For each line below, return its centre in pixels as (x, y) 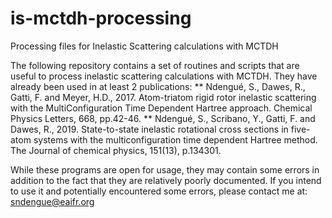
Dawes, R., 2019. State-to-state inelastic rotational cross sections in (149, 129)
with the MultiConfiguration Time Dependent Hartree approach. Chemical (161, 108)
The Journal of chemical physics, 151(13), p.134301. (116, 150)
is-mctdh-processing (101, 18)
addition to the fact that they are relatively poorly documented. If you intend (166, 180)
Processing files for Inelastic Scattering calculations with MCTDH (144, 46)
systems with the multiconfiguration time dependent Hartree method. (175, 139)
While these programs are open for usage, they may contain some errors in (165, 169)
